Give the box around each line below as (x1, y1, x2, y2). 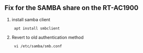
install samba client (11, 16, 51, 22)
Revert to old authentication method (11, 34, 84, 40)
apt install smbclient (14, 26, 60, 31)
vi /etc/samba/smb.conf (14, 43, 62, 49)
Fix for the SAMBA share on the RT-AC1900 (4, 4, 139, 12)
